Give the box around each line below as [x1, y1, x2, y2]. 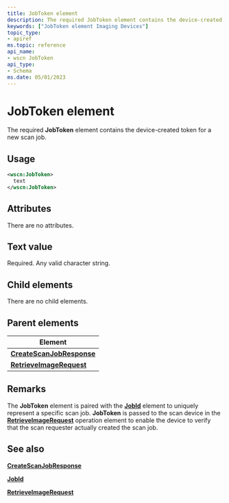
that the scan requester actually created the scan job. [7, 423, 158, 432]
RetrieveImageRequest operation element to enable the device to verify [7, 416, 211, 424]
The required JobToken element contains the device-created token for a [7, 126, 212, 134]
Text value [7, 241, 53, 252]
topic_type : [7, 29, 41, 36]
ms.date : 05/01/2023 [7, 73, 67, 81]
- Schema [7, 67, 32, 74]
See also [7, 443, 45, 455]
